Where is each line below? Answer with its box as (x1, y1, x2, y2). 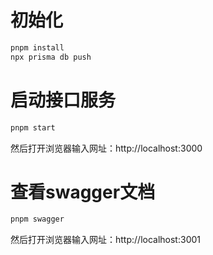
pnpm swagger (10, 214, 65, 225)
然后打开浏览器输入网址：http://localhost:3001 (10, 234, 201, 246)
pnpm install (10, 42, 65, 53)
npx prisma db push (10, 52, 92, 62)
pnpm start (10, 122, 56, 133)
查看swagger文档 (10, 181, 156, 203)
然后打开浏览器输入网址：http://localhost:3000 (10, 142, 203, 154)
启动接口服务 (10, 89, 117, 111)
